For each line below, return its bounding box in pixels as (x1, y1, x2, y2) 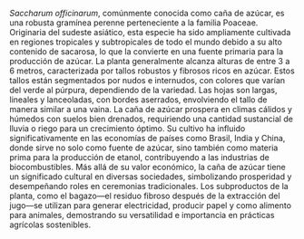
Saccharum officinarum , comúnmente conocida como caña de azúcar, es (9, 8, 285, 18)
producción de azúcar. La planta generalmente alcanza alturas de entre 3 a (9, 56, 290, 66)
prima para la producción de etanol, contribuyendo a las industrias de (9, 152, 270, 162)
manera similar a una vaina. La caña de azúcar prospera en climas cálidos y (9, 104, 293, 114)
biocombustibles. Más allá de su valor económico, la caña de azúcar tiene (9, 162, 286, 172)
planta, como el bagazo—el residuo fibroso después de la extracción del (9, 190, 280, 201)
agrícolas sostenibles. (9, 219, 92, 230)
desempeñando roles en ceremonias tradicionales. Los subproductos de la (9, 181, 289, 191)
